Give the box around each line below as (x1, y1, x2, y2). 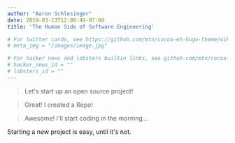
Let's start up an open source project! (24, 86, 134, 95)
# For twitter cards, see (7, 36, 83, 43)
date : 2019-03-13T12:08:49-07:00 (7, 17, 105, 24)
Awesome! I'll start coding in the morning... (24, 114, 148, 122)
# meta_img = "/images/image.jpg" (7, 43, 108, 50)
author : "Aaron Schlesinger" (7, 10, 92, 17)
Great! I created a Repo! (24, 100, 93, 109)
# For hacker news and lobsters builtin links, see (7, 55, 161, 62)
